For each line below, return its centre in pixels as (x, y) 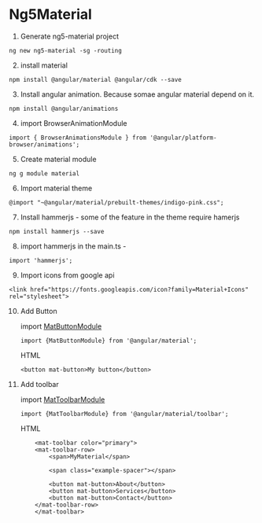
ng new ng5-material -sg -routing (66, 50)
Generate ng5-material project (69, 36)
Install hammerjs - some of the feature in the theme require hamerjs (130, 217)
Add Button (39, 311)
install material (44, 65)
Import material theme (56, 188)
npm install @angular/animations (64, 109)
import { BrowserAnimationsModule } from (78, 138)
